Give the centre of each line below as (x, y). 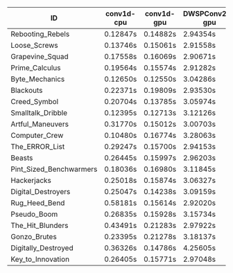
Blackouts (27, 90)
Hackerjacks (31, 180)
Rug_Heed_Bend (38, 203)
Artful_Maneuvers (40, 124)
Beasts (22, 158)
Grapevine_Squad (40, 56)
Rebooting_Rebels (40, 34)
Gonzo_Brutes (34, 237)
